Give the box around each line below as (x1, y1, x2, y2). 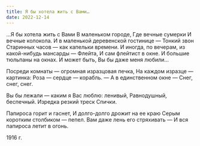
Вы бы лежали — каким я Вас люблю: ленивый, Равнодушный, (6, 92, 168, 99)
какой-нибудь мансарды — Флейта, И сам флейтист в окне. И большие (6, 49, 190, 57)
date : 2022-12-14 (6, 14, 50, 20)
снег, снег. (6, 80, 34, 87)
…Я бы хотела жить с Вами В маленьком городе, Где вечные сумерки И (6, 30, 192, 38)
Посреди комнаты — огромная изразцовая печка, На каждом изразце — (6, 67, 193, 74)
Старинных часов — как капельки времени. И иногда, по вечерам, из (6, 43, 186, 51)
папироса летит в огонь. (6, 122, 69, 129)
